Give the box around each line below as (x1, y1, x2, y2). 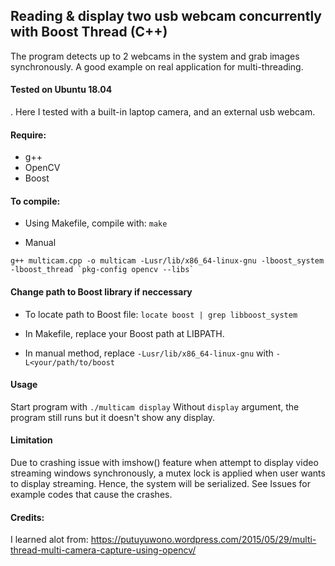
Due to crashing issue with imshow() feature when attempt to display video (10, 457, 319, 469)
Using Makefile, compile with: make (24, 217, 168, 229)
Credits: (10, 511, 45, 523)
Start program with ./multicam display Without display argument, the (10, 400, 300, 413)
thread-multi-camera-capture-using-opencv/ (10, 544, 197, 556)
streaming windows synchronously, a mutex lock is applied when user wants (10, 467, 326, 479)
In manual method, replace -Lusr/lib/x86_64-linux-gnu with (24, 347, 274, 359)
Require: (10, 129, 47, 141)
